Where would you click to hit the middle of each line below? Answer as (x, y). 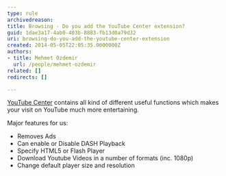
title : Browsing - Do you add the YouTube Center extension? (96, 26)
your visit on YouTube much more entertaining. (73, 110)
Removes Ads (36, 136)
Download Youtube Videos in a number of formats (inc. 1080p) (105, 158)
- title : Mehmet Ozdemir (42, 58)
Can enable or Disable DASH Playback (71, 144)
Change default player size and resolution (76, 166)
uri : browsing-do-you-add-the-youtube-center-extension (88, 39)
